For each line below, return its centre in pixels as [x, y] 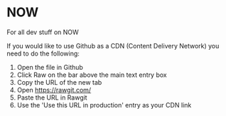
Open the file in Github [50, 67]
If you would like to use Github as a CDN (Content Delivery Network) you [113, 46]
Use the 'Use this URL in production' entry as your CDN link [104, 105]
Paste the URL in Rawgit [52, 97]
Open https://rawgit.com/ [54, 90]
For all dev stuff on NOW [43, 32]
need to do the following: [43, 53]
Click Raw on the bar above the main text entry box [92, 75]
